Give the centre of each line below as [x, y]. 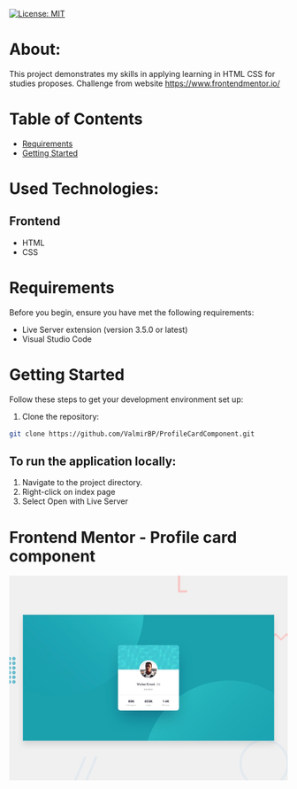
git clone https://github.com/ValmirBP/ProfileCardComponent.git [132, 434]
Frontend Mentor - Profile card [123, 537]
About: [35, 50]
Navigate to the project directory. [82, 483]
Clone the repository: [61, 416]
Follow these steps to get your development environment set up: [126, 399]
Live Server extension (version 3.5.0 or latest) [105, 329]
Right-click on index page [69, 492]
